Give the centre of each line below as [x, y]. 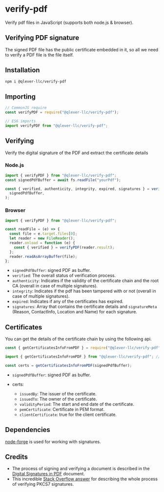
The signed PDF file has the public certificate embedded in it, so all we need [82, 49]
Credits [17, 457]
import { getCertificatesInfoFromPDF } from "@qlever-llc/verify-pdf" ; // [83, 357]
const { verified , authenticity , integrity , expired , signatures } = [77, 189]
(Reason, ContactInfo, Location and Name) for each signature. [75, 312]
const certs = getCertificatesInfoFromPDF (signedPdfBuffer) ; [69, 365]
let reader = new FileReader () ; [42, 238]
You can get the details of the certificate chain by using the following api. [79, 339]
